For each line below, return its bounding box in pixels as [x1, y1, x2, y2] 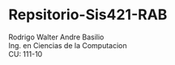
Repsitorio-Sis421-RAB [8, 6, 168, 24]
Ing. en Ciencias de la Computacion [8, 40, 127, 50]
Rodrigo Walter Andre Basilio [8, 32, 105, 42]
